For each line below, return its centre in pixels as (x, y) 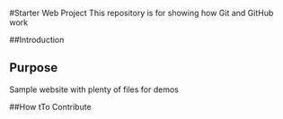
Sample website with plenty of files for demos (94, 89)
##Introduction (37, 40)
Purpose (34, 68)
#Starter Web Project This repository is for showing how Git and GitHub (141, 13)
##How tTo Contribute (50, 106)
